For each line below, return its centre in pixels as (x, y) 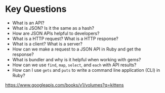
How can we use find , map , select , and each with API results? (74, 65)
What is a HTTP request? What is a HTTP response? (65, 39)
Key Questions (36, 9)
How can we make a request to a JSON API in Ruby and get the (77, 49)
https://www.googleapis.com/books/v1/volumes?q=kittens (64, 85)
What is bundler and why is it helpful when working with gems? (77, 59)
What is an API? (28, 23)
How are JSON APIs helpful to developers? (56, 33)
